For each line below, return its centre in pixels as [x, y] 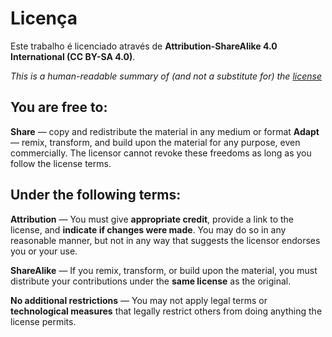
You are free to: [59, 107]
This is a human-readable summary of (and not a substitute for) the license [166, 76]
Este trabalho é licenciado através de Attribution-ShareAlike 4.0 [144, 46]
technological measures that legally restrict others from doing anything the [166, 311]
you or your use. [44, 251]
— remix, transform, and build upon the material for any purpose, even [155, 142]
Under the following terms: [96, 195]
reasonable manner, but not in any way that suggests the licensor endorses [165, 240]
